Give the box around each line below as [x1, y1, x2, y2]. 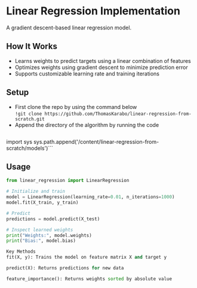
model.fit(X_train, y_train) [6, 199, 79, 205]
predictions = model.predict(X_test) [6, 216, 100, 222]
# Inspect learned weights [6, 226, 73, 233]
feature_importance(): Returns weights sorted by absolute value [6, 275, 172, 282]
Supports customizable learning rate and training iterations [14, 70, 160, 77]
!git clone [14, 111, 42, 117]
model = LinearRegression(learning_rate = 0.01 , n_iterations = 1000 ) [6, 194, 175, 200]
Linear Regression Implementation [6, 4, 181, 18]
